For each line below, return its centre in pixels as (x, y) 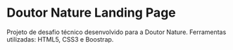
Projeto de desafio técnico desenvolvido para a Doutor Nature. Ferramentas (116, 32)
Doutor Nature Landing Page (92, 13)
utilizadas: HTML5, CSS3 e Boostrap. (60, 39)
